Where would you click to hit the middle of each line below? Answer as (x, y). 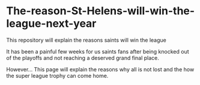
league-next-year (51, 23)
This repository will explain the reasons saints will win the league (86, 40)
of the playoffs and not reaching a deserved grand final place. (83, 58)
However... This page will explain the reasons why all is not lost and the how (100, 69)
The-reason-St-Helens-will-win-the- (101, 11)
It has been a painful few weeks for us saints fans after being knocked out (98, 51)
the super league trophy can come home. (57, 75)
